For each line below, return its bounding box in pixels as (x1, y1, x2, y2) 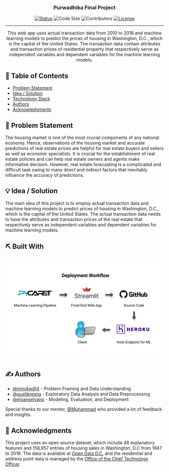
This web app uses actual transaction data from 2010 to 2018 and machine (7, 30, 162, 36)
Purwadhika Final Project (53, 4, 116, 11)
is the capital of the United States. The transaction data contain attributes (8, 41, 161, 47)
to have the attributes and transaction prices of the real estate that (5, 216, 143, 222)
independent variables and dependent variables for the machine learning (9, 52, 160, 58)
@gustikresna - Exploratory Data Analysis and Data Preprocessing (12, 391, 150, 397)
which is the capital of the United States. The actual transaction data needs (5, 211, 161, 217)
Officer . (5, 461, 21, 467)
